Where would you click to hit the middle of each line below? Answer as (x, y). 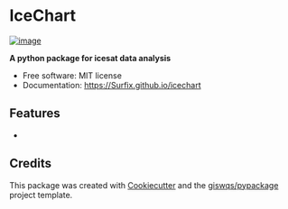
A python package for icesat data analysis (90, 58)
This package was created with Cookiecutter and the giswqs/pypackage (144, 185)
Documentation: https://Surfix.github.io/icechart (111, 85)
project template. (41, 195)
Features (35, 114)
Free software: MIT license (72, 75)
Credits (31, 164)
